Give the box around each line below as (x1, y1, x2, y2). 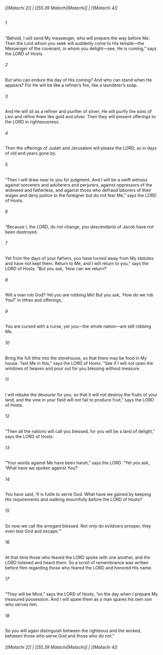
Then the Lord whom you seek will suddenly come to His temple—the (5, 40, 145, 46)
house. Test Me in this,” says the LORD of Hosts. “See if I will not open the (5, 360, 153, 366)
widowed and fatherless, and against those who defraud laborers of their (5, 187, 152, 193)
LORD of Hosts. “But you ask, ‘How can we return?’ (5, 266, 108, 272)
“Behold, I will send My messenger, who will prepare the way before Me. (5, 35, 150, 41)
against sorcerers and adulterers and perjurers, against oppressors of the (5, 182, 152, 188)
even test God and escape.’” (5, 528, 62, 534)
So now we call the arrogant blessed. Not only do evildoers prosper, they (5, 523, 151, 528)
